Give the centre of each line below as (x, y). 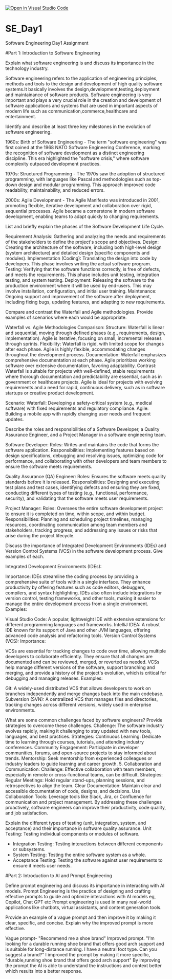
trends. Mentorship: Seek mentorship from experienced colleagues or (79, 758)
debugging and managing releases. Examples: (54, 678)
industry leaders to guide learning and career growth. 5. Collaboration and (83, 764)
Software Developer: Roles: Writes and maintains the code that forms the (82, 444)
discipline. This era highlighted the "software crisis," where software (77, 158)
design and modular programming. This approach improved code (87, 185)
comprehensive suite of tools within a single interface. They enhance (78, 582)
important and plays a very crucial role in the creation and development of (83, 100)
